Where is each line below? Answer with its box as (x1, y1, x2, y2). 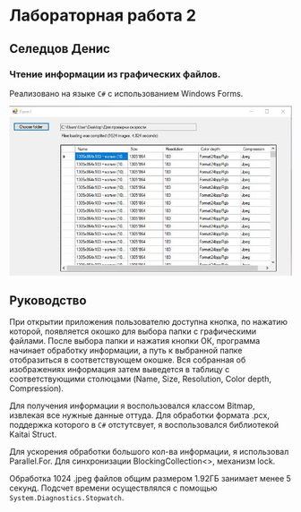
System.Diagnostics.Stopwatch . (9, 492, 125, 503)
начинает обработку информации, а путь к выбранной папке (9, 346, 243, 356)
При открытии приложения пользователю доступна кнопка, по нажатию (9, 317, 288, 328)
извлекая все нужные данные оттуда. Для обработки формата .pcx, (9, 410, 271, 421)
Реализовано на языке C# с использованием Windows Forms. (9, 88, 244, 98)
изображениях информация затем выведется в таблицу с (9, 364, 230, 375)
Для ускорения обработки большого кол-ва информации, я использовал (9, 447, 289, 457)
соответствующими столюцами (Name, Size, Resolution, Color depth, (9, 373, 271, 385)
